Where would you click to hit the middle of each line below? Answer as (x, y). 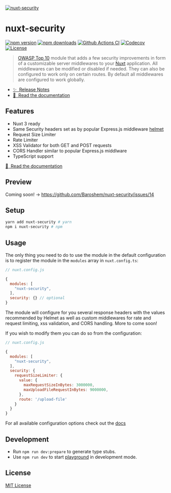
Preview (19, 182)
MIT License (18, 485)
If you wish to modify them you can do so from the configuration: (74, 333)
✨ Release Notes (31, 89)
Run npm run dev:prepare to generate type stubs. (64, 451)
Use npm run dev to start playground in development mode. (75, 457)
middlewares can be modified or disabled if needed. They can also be (91, 68)
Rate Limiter (25, 140)
